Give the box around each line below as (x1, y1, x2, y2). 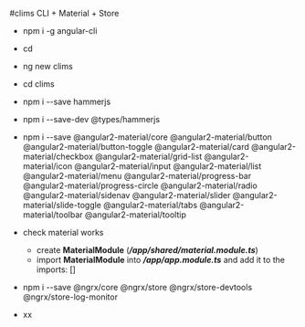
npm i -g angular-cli (22, 26, 98, 36)
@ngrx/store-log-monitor (22, 291, 119, 302)
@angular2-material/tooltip (85, 209, 187, 220)
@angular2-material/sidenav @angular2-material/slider (22, 190, 231, 200)
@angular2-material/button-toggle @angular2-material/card (22, 142, 249, 152)
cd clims (22, 79, 55, 90)
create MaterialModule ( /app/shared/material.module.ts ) (36, 245, 258, 255)
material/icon (22, 161, 73, 172)
